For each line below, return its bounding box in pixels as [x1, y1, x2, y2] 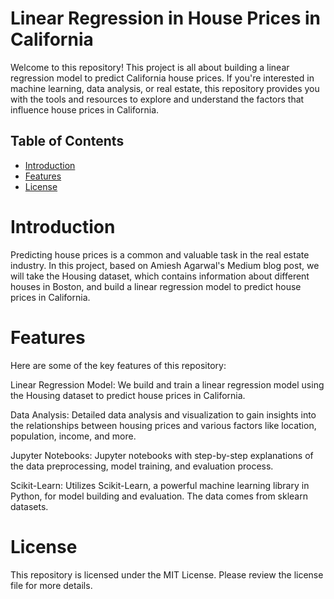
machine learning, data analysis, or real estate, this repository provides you [10, 82, 320, 94]
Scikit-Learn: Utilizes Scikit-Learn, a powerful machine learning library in [10, 479, 310, 491]
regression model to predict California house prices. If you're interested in [10, 72, 315, 84]
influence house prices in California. [10, 103, 160, 116]
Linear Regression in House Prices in [10, 7, 322, 30]
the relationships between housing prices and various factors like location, [10, 419, 317, 431]
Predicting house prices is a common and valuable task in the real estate [10, 248, 310, 261]
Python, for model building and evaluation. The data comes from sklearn [10, 490, 308, 502]
